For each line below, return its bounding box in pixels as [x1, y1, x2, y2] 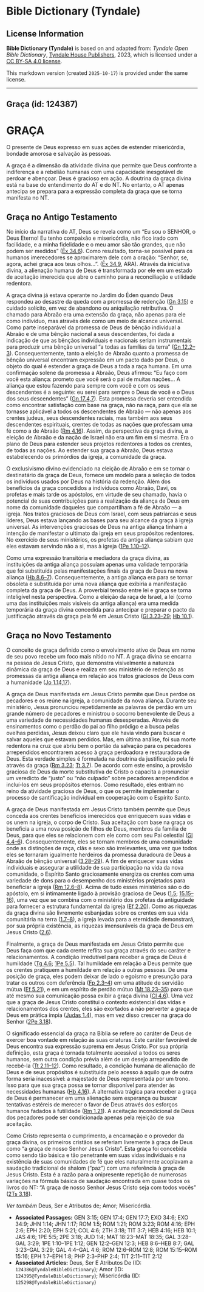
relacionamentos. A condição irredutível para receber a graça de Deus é [6, 953, 187, 960]
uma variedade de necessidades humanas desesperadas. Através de [6, 716, 179, 724]
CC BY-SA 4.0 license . [6, 58, 63, 65]
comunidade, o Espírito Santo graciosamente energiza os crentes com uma [6, 870, 194, 878]
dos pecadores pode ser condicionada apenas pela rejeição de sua [6, 1114, 175, 1121]
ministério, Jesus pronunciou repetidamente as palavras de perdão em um [6, 703, 192, 710]
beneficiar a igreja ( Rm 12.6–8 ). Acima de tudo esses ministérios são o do [6, 883, 190, 890]
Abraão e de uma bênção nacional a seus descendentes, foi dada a [6, 330, 175, 338]
